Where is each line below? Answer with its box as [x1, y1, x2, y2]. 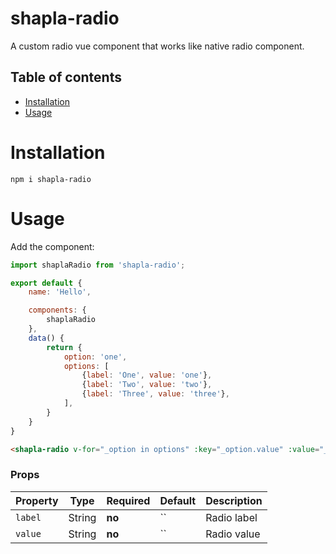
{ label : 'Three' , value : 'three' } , [81, 389, 230, 399]
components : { [28, 305, 87, 316]
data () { [28, 333, 65, 343]
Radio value [205, 527, 261, 541]
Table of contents [10, 69, 122, 86]
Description [205, 493, 263, 507]
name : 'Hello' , [28, 287, 92, 297]
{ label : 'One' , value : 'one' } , [81, 370, 213, 381]
